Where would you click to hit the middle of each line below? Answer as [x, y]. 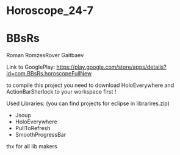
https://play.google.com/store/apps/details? [111, 67]
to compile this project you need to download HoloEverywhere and [90, 85]
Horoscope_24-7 [50, 11]
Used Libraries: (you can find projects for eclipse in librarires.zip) [88, 103]
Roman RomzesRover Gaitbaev [45, 55]
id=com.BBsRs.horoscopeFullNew [49, 74]
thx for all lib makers [32, 146]
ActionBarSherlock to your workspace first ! [61, 92]
